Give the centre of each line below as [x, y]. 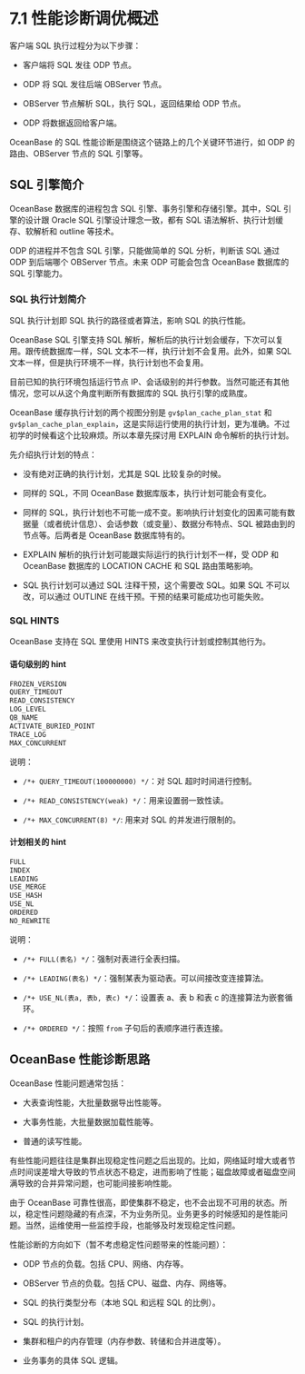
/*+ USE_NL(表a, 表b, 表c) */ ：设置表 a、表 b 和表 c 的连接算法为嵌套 [154, 997]
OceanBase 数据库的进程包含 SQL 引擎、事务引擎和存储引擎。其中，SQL [145, 208]
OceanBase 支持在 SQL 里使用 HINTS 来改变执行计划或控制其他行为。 [140, 642]
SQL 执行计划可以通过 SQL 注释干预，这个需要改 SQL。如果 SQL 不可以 [156, 585]
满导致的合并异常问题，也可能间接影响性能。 [93, 1183]
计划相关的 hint [38, 842]
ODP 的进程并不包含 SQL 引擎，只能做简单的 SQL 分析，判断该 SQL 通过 [145, 250]
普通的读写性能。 [54, 1140]
